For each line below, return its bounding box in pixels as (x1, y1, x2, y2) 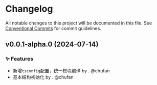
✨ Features (5, 55, 34, 63)
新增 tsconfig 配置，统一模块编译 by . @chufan (12, 67, 110, 74)
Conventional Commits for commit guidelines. (5, 25, 101, 31)
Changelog (5, 3, 53, 15)
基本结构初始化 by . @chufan (12, 74, 74, 80)
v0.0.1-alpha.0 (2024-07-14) (5, 40, 99, 49)
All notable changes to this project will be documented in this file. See (5, 20, 152, 26)
